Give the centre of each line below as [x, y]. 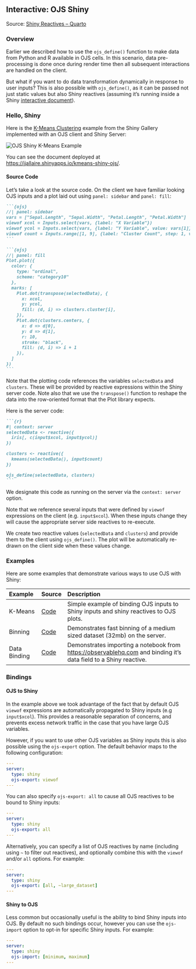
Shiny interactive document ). [41, 100]
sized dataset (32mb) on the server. [117, 635]
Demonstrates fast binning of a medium [122, 628]
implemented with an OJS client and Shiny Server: [66, 135]
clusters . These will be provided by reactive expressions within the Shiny [94, 387]
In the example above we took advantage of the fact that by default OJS [92, 704]
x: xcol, [32, 299]
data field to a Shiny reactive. [107, 659]
